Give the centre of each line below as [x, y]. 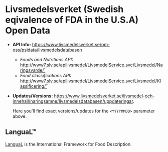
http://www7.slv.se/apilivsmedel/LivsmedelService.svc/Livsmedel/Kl [91, 81]
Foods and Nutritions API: [47, 59]
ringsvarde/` [33, 70]
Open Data [28, 31]
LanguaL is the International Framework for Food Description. [68, 144]
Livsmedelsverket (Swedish [64, 9]
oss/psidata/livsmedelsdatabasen [47, 50]
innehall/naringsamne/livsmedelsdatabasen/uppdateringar [73, 101]
